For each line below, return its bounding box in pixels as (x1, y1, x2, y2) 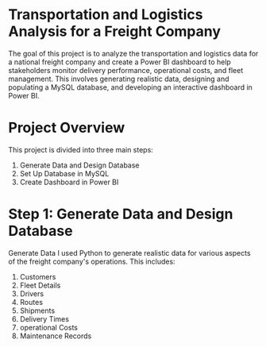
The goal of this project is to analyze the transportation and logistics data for (8, 48, 259, 58)
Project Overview (8, 119, 125, 137)
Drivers (19, 288, 44, 299)
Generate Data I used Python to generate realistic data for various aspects (8, 248, 252, 257)
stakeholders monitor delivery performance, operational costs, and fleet (8, 65, 244, 75)
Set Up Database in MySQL (19, 168, 110, 178)
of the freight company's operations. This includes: (8, 256, 176, 266)
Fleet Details (19, 280, 61, 290)
